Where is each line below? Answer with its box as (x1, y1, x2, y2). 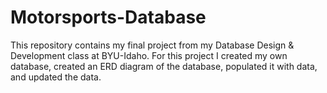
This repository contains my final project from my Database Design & (10, 39, 295, 51)
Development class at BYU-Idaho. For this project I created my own (10, 49, 288, 61)
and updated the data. (10, 71, 102, 83)
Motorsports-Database (10, 6, 207, 29)
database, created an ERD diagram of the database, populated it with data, (10, 60, 318, 72)
